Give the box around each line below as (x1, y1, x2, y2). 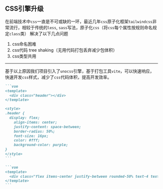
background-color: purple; (14, 143, 68, 148)
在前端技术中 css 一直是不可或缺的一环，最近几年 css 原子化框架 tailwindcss (5, 19, 153, 24)
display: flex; (9, 115, 40, 120)
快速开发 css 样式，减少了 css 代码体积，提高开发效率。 (5, 74, 112, 80)
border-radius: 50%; (14, 129, 55, 134)
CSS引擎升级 (5, 4, 44, 13)
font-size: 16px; (14, 133, 49, 138)
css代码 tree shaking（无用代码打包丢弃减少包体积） (12, 47, 117, 53)
